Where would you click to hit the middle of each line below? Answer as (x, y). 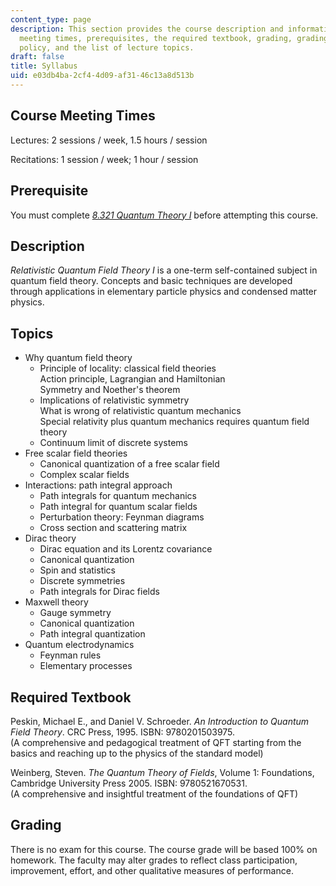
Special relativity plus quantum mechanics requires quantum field (174, 422)
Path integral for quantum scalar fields (118, 507)
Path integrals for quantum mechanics (118, 496)
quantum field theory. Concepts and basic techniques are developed (151, 281)
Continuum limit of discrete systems (113, 443)
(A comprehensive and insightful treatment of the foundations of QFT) (154, 793)
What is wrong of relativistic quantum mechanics (140, 411)
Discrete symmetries (82, 581)
